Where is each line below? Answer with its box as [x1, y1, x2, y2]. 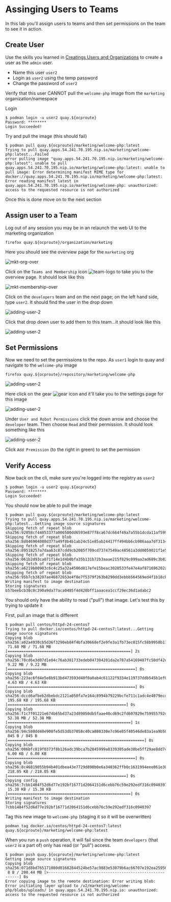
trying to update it [5, 602, 43, 609]
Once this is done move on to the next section [5, 196, 102, 202]
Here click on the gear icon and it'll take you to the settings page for [5, 391, 164, 397]
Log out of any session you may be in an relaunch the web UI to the [5, 224, 147, 231]
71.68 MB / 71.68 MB [7, 644, 51, 650]
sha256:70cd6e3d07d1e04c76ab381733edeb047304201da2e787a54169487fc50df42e [5, 658, 167, 663]
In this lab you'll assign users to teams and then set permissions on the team [5, 20, 166, 26]
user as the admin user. [5, 60, 53, 66]
